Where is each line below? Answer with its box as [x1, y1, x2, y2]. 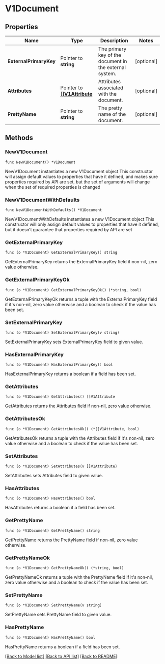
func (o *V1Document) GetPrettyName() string [5, 528, 100, 533]
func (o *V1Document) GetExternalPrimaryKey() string [5, 250, 118, 255]
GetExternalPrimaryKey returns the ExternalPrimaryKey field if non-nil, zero [5, 259, 158, 265]
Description [100, 37, 129, 44]
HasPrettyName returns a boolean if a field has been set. [5, 644, 120, 650]
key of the [98, 52, 121, 58]
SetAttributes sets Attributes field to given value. [5, 473, 103, 479]
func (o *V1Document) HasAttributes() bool [5, 496, 96, 501]
